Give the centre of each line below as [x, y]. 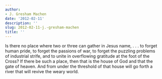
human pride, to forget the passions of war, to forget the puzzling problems [80, 51]
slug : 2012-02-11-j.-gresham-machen [42, 28]
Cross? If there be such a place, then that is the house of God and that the [79, 61]
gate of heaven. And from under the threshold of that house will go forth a [79, 66]
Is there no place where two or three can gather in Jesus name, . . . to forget [81, 46]
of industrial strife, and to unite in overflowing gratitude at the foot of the [77, 56]
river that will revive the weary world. [42, 71]
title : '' [15, 32]
